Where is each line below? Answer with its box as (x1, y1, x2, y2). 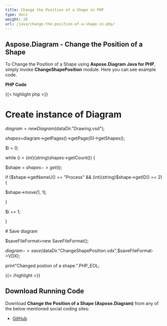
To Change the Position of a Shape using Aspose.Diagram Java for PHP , (5, 61, 156, 67)
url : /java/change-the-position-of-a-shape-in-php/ (5, 21, 115, 27)
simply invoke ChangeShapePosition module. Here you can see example (5, 66, 156, 73)
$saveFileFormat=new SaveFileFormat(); (5, 238, 89, 244)
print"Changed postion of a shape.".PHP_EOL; (5, 263, 100, 269)
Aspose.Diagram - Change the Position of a (5, 40, 143, 48)
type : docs (5, 12, 28, 17)
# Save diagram (5, 228, 37, 234)
